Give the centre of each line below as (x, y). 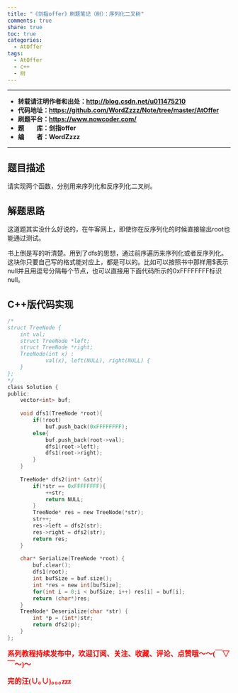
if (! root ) (47, 420)
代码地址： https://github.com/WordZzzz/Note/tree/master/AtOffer (118, 110)
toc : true (22, 34)
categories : (25, 40)
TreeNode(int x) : (47, 354)
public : (19, 394)
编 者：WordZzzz (49, 136)
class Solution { (33, 387)
